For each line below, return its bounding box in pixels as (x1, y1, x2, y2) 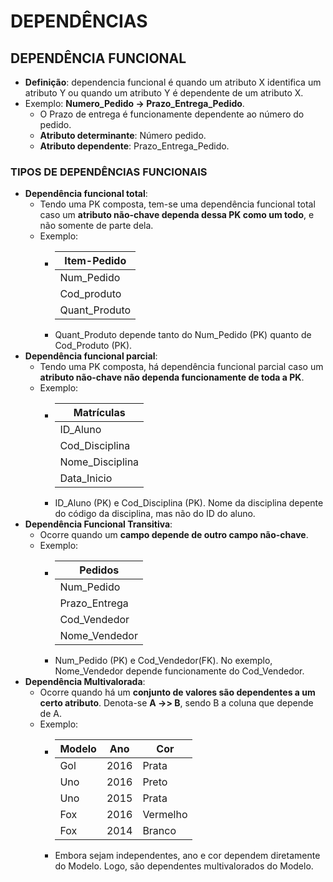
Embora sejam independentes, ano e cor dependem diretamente (54, 850, 321, 862)
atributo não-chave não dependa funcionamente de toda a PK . (39, 371, 305, 384)
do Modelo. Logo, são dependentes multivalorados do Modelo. (54, 860, 314, 872)
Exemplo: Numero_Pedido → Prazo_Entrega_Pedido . (24, 98, 245, 109)
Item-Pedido (64, 254, 127, 268)
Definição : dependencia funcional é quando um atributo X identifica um (24, 76, 322, 88)
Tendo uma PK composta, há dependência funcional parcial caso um (39, 361, 324, 373)
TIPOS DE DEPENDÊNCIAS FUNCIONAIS (10, 165, 208, 179)
